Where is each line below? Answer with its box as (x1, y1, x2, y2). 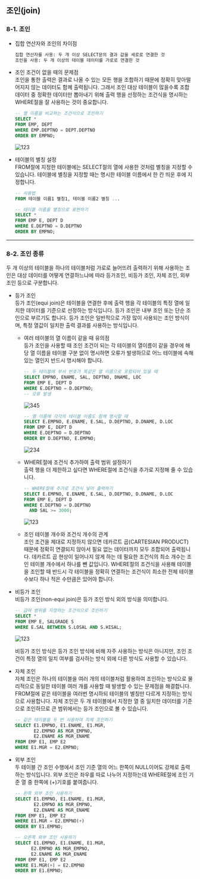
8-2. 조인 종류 (6, 250, 45, 258)
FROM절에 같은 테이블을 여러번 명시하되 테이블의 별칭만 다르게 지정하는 (14, 690, 182, 697)
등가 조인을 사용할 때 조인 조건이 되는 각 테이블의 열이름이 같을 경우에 (23, 342, 185, 349)
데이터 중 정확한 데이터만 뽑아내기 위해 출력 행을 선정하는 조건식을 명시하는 (14, 91, 189, 99)
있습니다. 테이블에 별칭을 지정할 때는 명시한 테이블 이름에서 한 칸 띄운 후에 (14, 171, 186, 178)
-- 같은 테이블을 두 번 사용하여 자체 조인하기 (14, 717, 113, 723)
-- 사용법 (14, 190, 36, 196)
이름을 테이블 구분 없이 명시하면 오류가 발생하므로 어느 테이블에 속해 (36, 349, 194, 356)
